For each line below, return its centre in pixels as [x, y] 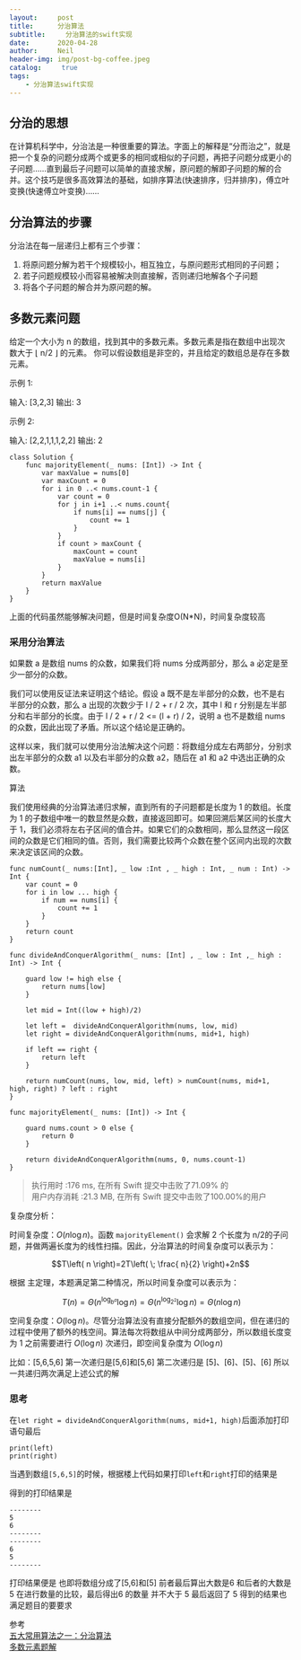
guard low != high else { [74, 979]
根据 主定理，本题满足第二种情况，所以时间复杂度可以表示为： [124, 1283]
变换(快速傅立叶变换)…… [55, 191]
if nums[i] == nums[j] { [120, 513]
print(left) [31, 1448]
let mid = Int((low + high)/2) [84, 1011]
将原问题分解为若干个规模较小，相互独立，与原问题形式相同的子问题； [152, 265]
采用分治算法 [37, 641]
